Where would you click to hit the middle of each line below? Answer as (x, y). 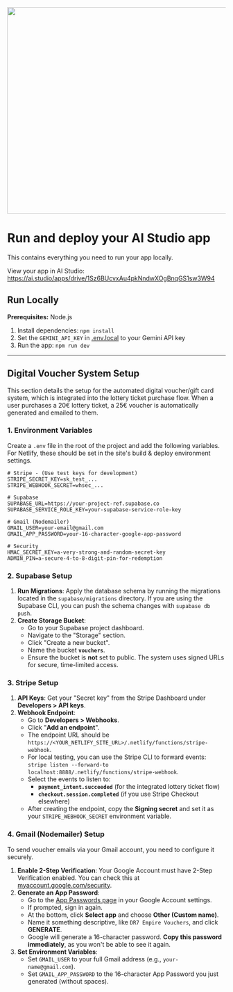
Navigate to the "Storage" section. (77, 635)
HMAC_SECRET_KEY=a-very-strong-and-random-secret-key (87, 552)
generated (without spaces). (68, 981)
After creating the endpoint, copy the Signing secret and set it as (121, 809)
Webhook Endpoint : (46, 713)
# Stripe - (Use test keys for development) (72, 473)
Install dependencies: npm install (66, 330)
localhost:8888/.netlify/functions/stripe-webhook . (103, 772)
